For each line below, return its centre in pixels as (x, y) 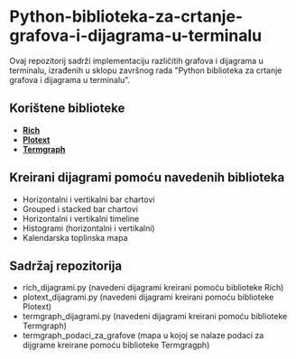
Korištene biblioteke (67, 109)
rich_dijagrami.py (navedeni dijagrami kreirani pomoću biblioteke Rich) (153, 288)
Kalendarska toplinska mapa (75, 237)
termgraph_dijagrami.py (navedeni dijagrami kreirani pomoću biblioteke (155, 317)
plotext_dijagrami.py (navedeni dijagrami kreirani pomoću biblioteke (148, 297)
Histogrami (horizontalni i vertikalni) (88, 228)
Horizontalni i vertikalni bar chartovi (88, 199)
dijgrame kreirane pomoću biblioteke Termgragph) (116, 345)
